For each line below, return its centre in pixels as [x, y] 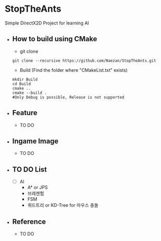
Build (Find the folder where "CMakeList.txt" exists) [74, 70]
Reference [29, 221]
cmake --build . [29, 93]
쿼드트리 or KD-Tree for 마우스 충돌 [63, 205]
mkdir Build [25, 79]
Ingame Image [35, 141]
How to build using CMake [55, 39]
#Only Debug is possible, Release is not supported [68, 97]
